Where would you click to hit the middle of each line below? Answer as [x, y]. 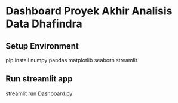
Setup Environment [42, 46]
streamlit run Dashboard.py [39, 93]
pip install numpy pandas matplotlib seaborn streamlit [72, 60]
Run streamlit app [39, 79]
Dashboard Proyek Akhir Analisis [89, 11]
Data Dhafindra [44, 24]
